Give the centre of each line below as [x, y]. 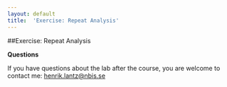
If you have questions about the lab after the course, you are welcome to [114, 68]
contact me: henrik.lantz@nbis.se [56, 76]
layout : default [31, 14]
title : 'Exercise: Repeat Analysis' [63, 21]
